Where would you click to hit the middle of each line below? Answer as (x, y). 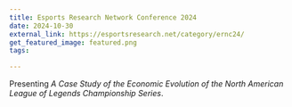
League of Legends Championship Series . (86, 94)
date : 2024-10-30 (41, 26)
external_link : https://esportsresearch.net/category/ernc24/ (127, 34)
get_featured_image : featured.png (73, 42)
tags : (19, 51)
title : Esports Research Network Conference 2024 (103, 17)
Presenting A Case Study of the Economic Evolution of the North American (146, 84)
